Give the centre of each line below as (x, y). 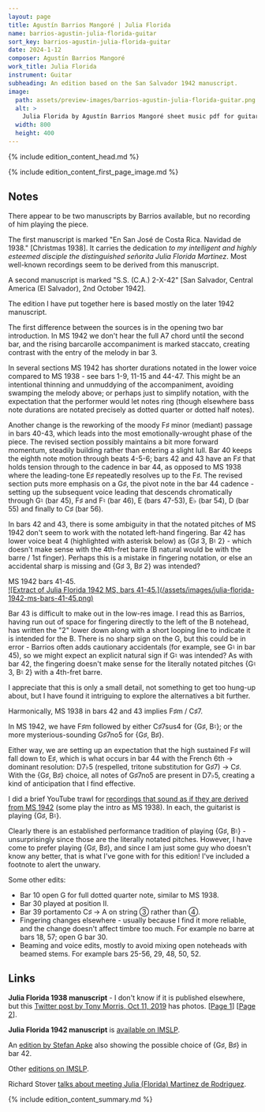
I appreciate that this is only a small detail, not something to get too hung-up (132, 687)
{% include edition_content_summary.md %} (80, 1099)
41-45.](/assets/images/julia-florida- (195, 590)
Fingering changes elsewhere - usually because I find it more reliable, (133, 920)
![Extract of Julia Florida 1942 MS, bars (71, 590)
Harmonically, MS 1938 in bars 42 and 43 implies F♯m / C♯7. (106, 711)
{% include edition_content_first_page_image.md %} (93, 172)
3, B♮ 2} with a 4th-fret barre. (55, 672)
